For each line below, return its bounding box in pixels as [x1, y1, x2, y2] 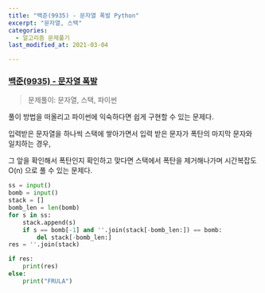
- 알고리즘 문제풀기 [15, 33, 70, 42]
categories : [8, 26, 48, 34]
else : [8, 270, 26, 278]
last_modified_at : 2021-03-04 [8, 41, 109, 49]
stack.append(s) [22, 218, 77, 226]
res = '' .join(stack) [8, 241, 80, 249]
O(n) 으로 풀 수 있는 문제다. [8, 166, 93, 175]
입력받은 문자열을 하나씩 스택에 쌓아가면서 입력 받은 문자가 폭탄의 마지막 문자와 [8, 129, 253, 139]
